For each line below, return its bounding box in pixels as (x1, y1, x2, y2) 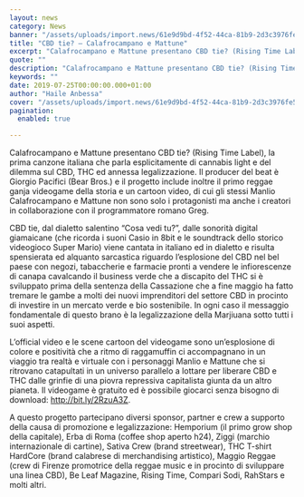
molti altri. (9, 480, 47, 491)
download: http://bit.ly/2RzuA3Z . (9, 395, 131, 405)
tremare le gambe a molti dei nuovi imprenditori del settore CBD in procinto (9, 290, 289, 301)
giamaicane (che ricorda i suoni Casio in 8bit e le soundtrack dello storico (9, 232, 283, 243)
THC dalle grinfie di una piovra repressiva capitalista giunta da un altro (9, 375, 272, 386)
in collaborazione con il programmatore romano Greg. (9, 205, 210, 216)
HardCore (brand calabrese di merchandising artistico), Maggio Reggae (9, 451, 276, 462)
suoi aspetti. (9, 319, 55, 330)
